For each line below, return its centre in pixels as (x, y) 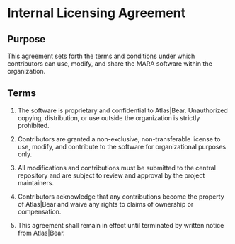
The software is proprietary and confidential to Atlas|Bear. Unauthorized (122, 110)
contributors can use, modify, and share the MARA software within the (110, 64)
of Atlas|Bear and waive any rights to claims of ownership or (105, 204)
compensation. (39, 211)
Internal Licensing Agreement (97, 13)
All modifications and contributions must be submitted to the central (116, 168)
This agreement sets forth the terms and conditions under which (101, 56)
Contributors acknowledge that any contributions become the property (121, 197)
